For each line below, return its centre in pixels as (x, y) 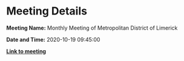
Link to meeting (26, 51)
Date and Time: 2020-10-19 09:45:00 (53, 39)
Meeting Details (47, 11)
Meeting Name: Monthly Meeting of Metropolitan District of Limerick (92, 28)
